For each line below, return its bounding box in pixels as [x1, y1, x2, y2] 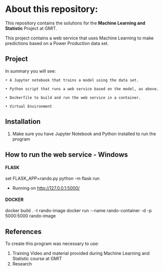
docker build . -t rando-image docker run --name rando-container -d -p [5, 208, 152, 214]
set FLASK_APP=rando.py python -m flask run [5, 176, 100, 182]
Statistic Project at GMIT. [5, 25, 57, 31]
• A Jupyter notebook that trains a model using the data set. [5, 77, 139, 83]
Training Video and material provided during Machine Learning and [12, 251, 150, 257]
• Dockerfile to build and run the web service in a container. [5, 95, 141, 100]
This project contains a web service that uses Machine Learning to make [5, 35, 154, 41]
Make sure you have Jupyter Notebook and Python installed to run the [12, 131, 157, 137]
